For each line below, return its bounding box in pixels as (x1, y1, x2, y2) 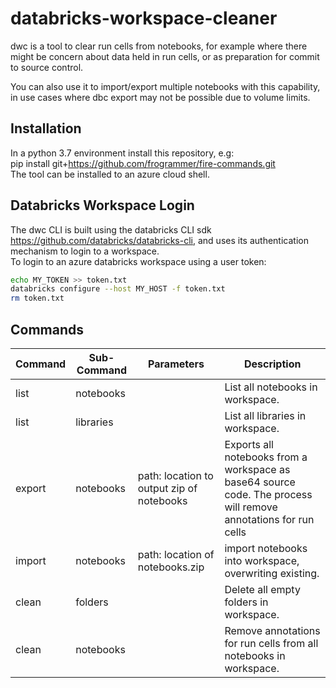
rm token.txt (10, 293, 65, 304)
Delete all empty (224, 583, 301, 596)
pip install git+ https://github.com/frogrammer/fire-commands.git (10, 157, 276, 169)
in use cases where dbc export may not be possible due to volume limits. (10, 91, 311, 103)
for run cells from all (224, 637, 319, 650)
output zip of (137, 482, 198, 495)
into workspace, (224, 554, 300, 567)
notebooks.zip (137, 560, 205, 574)
